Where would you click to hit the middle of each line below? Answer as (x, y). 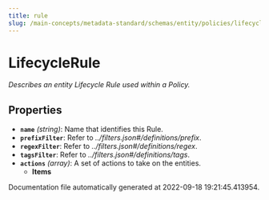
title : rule (28, 16)
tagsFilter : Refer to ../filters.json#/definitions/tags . (105, 155)
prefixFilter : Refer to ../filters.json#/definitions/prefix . (110, 138)
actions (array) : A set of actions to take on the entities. (110, 163)
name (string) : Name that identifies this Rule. (92, 130)
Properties (35, 110)
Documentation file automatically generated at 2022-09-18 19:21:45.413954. (134, 187)
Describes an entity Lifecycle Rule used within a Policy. (99, 85)
